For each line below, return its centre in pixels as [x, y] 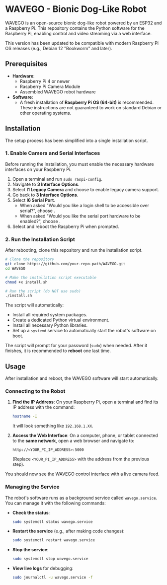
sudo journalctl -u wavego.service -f [52, 578]
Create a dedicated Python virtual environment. [61, 320]
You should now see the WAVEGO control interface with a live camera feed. [83, 474]
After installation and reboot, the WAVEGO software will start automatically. [82, 378]
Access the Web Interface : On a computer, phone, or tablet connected [85, 436]
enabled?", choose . [40, 221]
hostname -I [25, 416]
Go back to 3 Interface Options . [45, 195]
